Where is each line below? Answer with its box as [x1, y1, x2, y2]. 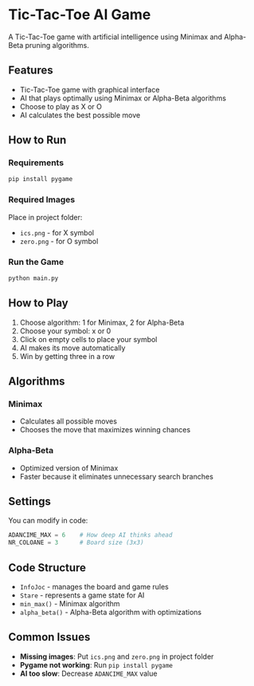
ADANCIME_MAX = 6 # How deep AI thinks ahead [8, 531, 173, 539]
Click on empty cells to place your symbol [19, 334, 158, 344]
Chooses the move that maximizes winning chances [19, 425, 191, 435]
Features [8, 64, 53, 77]
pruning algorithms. [25, 40, 89, 49]
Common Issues [8, 630, 91, 644]
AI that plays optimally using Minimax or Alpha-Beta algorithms [19, 93, 227, 103]
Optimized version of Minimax [19, 463, 119, 472]
